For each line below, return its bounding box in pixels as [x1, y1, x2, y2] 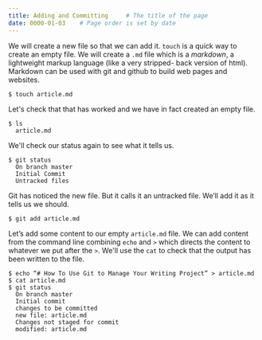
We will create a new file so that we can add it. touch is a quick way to [8, 41, 237, 50]
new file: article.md [15, 311, 88, 319]
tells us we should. [8, 199, 69, 209]
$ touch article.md [8, 90, 73, 98]
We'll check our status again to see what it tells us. [8, 140, 174, 150]
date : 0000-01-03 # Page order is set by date [8, 19, 177, 27]
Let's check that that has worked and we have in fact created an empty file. [8, 104, 256, 114]
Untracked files [15, 177, 69, 185]
